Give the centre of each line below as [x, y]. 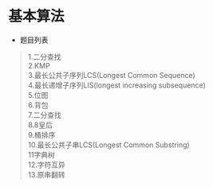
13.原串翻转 [46, 174]
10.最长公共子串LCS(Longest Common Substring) [108, 145]
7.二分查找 [45, 115]
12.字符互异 [47, 165]
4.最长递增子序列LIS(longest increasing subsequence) [116, 85]
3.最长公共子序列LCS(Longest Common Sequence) [111, 75]
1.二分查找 [44, 56]
